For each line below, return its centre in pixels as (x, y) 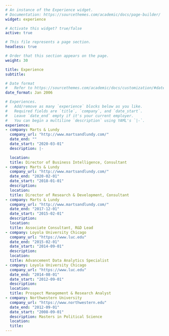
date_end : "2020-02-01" (34, 177)
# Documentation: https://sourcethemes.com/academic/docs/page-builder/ (83, 15)
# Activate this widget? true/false (44, 28)
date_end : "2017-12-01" (34, 209)
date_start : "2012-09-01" (37, 279)
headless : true (21, 47)
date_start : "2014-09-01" (37, 246)
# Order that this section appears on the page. (57, 56)
